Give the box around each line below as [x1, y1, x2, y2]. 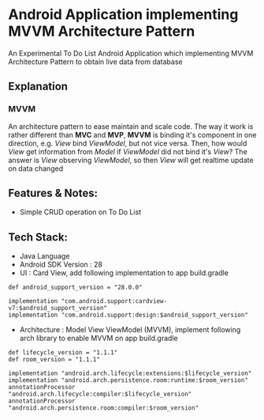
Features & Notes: [8, 187, 99, 200]
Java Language [19, 252, 70, 261]
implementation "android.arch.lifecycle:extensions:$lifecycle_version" [8, 369, 252, 377]
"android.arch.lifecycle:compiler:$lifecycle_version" [8, 390, 192, 399]
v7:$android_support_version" [8, 305, 108, 312]
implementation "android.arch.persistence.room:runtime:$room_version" [8, 376, 248, 384]
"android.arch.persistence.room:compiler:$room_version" [8, 404, 199, 412]
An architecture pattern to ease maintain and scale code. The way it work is [8, 121, 254, 131]
